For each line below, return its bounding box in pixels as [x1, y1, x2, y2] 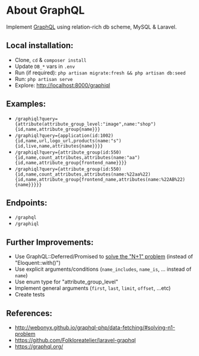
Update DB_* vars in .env [14, 63, 75, 70]
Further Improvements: [6, 237, 94, 247]
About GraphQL [6, 4, 85, 17]
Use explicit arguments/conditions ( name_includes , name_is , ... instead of [14, 266, 192, 273]
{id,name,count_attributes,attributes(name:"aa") [14, 154, 141, 161]
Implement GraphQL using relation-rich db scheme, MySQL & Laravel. [6, 23, 177, 30]
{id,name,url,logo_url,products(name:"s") [14, 138, 122, 143]
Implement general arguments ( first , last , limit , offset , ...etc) [14, 285, 171, 292]
